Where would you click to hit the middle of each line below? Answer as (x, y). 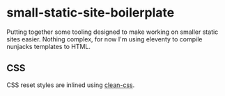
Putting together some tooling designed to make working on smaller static (113, 32)
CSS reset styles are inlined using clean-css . (71, 85)
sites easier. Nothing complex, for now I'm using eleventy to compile (104, 39)
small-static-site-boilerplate (91, 13)
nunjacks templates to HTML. (49, 46)
